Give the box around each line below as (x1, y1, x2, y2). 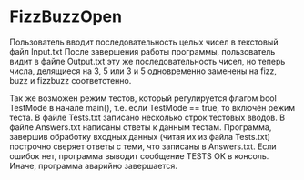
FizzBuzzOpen (9, 6, 123, 27)
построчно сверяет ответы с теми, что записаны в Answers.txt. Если (9, 141, 277, 152)
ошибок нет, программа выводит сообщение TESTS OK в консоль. (9, 150, 269, 161)
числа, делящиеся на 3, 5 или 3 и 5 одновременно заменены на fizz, (9, 65, 278, 76)
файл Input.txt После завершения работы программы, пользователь (9, 45, 276, 56)
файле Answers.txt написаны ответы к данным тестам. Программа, (9, 121, 272, 133)
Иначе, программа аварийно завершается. (9, 160, 177, 171)
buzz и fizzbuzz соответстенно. (9, 75, 132, 85)
